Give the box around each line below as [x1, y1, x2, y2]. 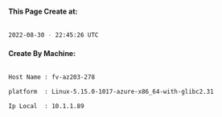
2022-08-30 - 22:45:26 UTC [8, 31, 99, 39]
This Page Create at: [8, 6, 78, 16]
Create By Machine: [8, 48, 76, 58]
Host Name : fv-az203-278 [8, 73, 95, 82]
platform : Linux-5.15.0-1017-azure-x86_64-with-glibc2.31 [8, 88, 215, 96]
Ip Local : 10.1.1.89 [8, 103, 84, 111]
